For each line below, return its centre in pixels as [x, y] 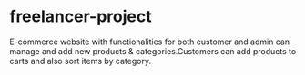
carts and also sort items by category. [81, 61]
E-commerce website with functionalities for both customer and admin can [149, 42]
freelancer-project [81, 17]
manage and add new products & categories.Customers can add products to [153, 51]
